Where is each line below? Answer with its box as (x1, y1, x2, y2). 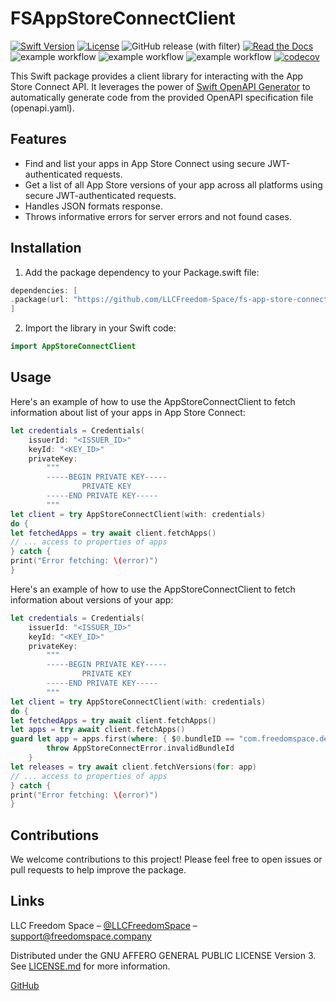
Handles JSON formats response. (24, 200, 163, 212)
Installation (10, 240, 82, 257)
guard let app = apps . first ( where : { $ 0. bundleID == (10, 734, 235, 744)
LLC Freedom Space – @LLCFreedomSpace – (10, 919, 198, 931)
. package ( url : (10, 295, 70, 305)
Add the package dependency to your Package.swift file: (24, 266, 260, 278)
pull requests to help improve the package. (10, 864, 187, 876)
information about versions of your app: (10, 593, 174, 606)
